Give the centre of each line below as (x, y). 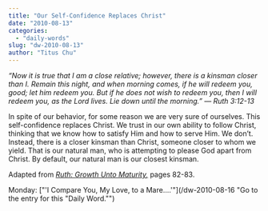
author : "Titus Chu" (43, 53)
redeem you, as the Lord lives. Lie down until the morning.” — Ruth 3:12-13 (131, 101)
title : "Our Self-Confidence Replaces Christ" (87, 16)
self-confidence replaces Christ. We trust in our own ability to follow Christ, (132, 125)
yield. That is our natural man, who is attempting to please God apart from (130, 150)
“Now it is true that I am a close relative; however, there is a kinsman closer (133, 76)
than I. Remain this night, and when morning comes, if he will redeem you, (131, 84)
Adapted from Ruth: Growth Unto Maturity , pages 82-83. (102, 174)
